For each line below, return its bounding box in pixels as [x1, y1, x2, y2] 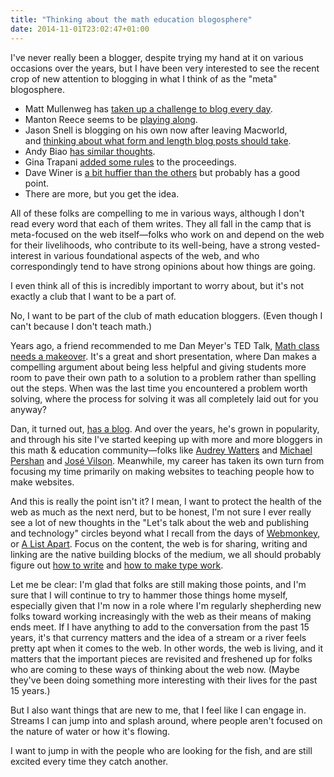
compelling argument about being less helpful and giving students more [10, 361, 307, 373]
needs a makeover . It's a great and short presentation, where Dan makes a [10, 350, 317, 362]
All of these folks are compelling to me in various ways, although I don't [10, 207, 305, 219]
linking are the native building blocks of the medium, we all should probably [10, 548, 322, 560]
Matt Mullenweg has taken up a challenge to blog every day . [24, 102, 273, 115]
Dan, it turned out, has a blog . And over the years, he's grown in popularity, [10, 422, 320, 435]
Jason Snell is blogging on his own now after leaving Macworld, [24, 124, 288, 136]
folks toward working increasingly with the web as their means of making [10, 610, 312, 622]
